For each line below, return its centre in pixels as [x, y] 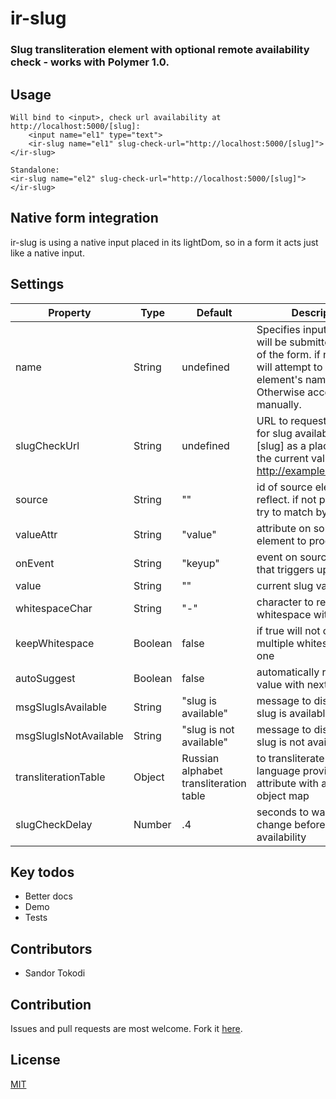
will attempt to [289, 367]
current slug [285, 585]
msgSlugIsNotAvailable [69, 735]
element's [279, 379]
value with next [292, 684]
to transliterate [290, 758]
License [35, 1060]
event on [277, 557]
